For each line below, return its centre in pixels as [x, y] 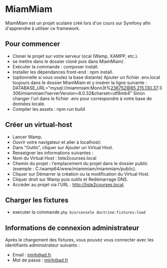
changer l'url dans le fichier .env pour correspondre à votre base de [82, 98]
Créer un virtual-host [39, 125]
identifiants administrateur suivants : [42, 245]
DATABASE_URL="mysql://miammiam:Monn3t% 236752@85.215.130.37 [85, 88]
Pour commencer [33, 44]
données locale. [29, 104]
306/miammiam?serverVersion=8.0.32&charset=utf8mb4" [72, 93]
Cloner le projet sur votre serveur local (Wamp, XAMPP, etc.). [75, 56]
